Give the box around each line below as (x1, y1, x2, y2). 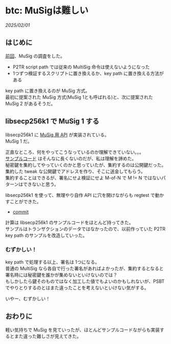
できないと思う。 (23, 181, 59, 187)
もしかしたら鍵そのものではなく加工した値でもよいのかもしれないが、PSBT (5, 278, 165, 284)
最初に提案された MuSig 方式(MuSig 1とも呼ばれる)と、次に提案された (5, 94, 153, 100)
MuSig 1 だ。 (5, 138, 32, 144)
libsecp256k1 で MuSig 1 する (5, 117, 99, 126)
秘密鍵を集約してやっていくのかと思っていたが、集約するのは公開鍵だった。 (5, 161, 166, 168)
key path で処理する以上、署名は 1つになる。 (5, 259, 100, 265)
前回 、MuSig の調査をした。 (5, 52, 65, 59)
